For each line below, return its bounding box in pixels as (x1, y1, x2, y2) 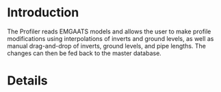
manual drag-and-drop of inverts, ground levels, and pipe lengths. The (7, 42, 207, 50)
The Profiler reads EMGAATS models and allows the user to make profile (7, 27, 211, 35)
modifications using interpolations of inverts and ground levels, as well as (7, 34, 214, 42)
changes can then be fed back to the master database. (7, 49, 162, 57)
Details (7, 73, 48, 89)
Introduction (7, 5, 79, 20)
